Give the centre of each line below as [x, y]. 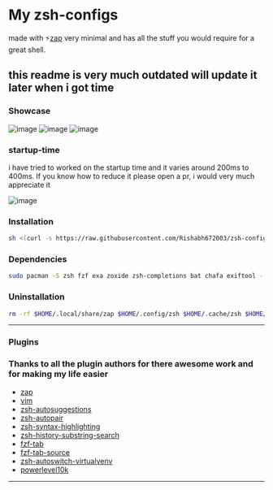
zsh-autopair [41, 418]
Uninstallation [37, 297]
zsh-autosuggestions [56, 409]
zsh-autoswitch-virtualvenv [66, 461]
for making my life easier [58, 374]
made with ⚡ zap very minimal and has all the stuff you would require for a [131, 37]
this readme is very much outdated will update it [133, 75]
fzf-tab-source [45, 452]
